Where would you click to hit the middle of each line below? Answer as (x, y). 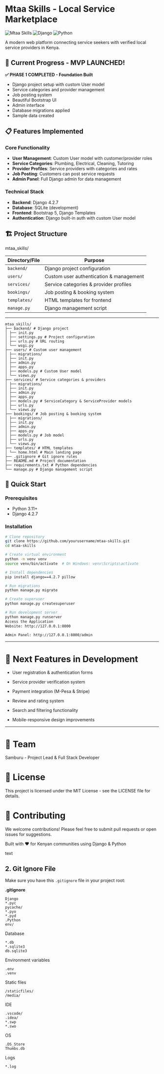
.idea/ (12, 1018)
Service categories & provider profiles (88, 284)
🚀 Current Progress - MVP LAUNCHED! (65, 63)
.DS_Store (15, 1044)
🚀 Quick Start (26, 484)
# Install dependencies (29, 572)
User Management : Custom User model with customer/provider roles (82, 158)
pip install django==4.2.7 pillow (40, 577)
